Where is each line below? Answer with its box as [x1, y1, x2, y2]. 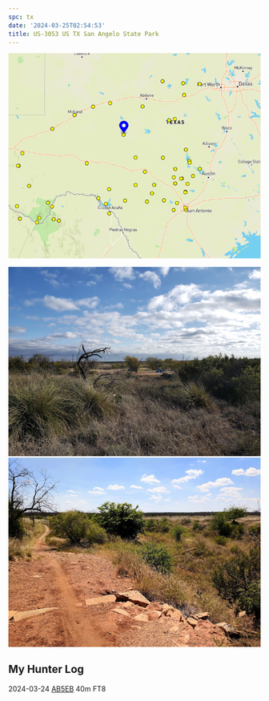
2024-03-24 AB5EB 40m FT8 [8, 683, 106, 693]
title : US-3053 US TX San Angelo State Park [8, 30, 159, 38]
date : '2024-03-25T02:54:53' [8, 21, 106, 30]
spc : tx [8, 13, 34, 21]
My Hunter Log [8, 663, 84, 676]
